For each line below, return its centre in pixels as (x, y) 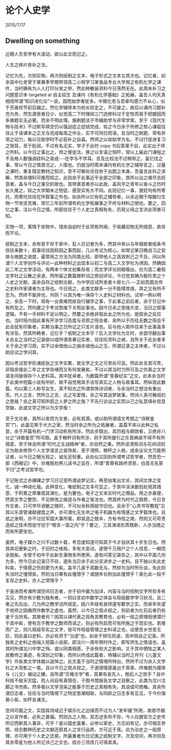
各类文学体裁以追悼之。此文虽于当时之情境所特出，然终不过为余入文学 (92, 661)
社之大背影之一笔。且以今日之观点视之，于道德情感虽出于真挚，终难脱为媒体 (85, 667)
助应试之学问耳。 (23, 352)
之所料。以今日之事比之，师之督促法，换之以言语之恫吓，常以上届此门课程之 (85, 152)
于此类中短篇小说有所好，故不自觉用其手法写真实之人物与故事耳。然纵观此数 (85, 382)
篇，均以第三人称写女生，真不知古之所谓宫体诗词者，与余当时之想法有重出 (83, 389)
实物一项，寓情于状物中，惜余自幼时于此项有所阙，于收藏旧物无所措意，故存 (85, 226)
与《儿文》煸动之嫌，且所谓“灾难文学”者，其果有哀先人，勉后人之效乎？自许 (85, 674)
